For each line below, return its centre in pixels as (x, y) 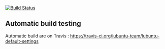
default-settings (22, 41)
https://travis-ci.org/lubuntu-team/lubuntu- (115, 36)
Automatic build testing (43, 23)
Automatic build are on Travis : (37, 36)
